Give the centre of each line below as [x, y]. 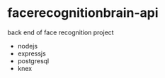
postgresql [33, 60]
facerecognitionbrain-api [83, 13]
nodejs [27, 46]
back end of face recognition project [61, 32]
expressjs [32, 53]
